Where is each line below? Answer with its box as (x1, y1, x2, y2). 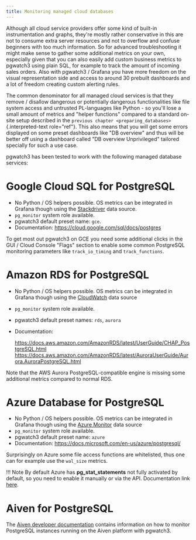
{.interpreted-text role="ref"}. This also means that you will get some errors (6, 123, 188, 130)
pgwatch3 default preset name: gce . (14, 218, 101, 225)
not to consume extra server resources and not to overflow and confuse (6, 37, 180, 44)
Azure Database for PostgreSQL (6, 395, 165, 409)
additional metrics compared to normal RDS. (6, 375, 113, 382)
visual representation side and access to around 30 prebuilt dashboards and (6, 74, 190, 81)
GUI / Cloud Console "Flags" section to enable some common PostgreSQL (6, 241, 185, 249)
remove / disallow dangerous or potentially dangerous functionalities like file (6, 98, 190, 105)
